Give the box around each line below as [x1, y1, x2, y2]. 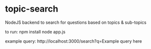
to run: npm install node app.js [5, 29, 66, 34]
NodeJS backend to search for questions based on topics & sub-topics [5, 19, 147, 25]
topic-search [5, 3, 59, 15]
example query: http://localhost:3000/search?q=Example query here [5, 38, 142, 44]
